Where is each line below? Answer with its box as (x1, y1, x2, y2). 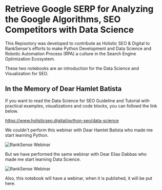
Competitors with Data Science (5, 24, 134, 35)
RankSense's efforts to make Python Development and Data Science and (5, 45, 152, 51)
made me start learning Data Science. (5, 156, 81, 162)
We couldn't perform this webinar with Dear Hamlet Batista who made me (5, 127, 153, 133)
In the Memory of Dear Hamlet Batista (5, 84, 122, 93)
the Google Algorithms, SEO (5, 14, 121, 25)
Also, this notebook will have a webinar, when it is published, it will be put (5, 175, 153, 181)
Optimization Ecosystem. (5, 56, 55, 62)
